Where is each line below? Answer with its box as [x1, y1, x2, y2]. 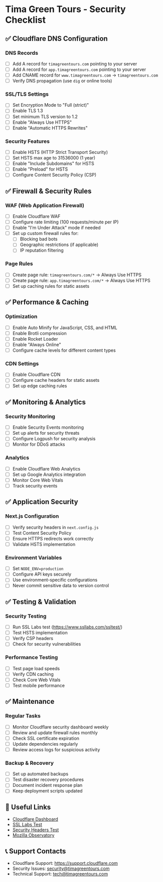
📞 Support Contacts [5, 847, 66, 855]
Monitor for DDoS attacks [12, 441, 65, 447]
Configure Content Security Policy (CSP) [12, 172, 97, 178]
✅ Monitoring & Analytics [5, 397, 86, 406]
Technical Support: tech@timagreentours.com [12, 871, 108, 877]
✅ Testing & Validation [5, 597, 76, 606]
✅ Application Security [5, 498, 79, 506]
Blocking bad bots [20, 236, 58, 242]
